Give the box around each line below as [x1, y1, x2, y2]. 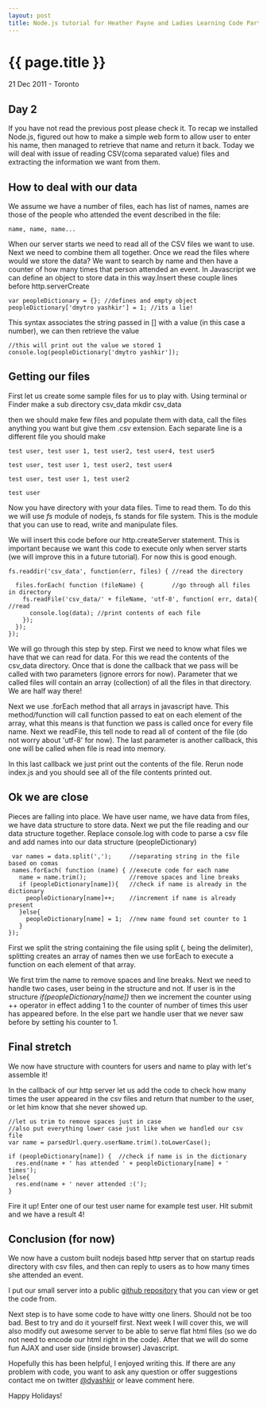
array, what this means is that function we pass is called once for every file [8, 718, 253, 728]
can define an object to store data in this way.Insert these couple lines [8, 273, 238, 283]
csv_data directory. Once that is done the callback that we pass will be [8, 660, 238, 670]
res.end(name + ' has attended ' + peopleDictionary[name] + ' [15, 1159, 229, 1167]
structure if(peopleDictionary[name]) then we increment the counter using [8, 992, 252, 1001]
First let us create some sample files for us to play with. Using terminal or [8, 391, 248, 400]
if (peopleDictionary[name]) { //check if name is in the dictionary [8, 1152, 247, 1160]
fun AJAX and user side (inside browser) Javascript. [8, 1344, 180, 1353]
